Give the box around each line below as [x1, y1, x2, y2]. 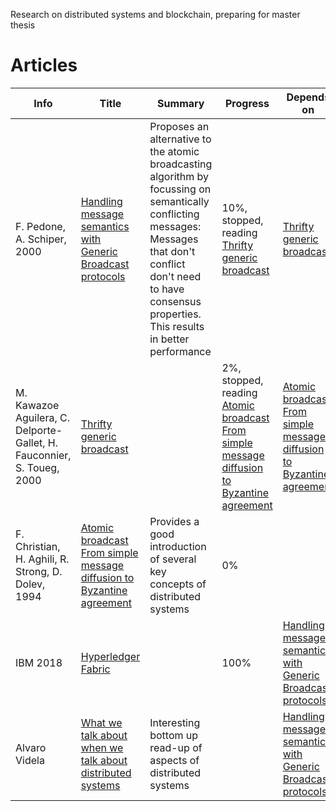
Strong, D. [15, 564, 63, 578]
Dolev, [15, 577, 46, 591]
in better [149, 332, 190, 346]
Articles [10, 54, 78, 77]
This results [149, 319, 205, 333]
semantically [149, 194, 210, 208]
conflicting [149, 207, 200, 221]
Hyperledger [80, 649, 141, 663]
